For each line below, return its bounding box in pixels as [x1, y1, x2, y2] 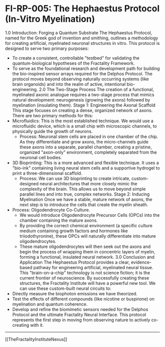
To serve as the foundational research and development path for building [12, 65, 160, 71]
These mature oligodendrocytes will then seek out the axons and [19, 243, 151, 249]
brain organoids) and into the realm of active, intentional [12, 81, 126, 87]
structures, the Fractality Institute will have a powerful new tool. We [19, 280, 156, 286]
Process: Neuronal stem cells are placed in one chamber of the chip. [19, 134, 159, 139]
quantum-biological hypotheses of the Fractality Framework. [12, 60, 135, 66]
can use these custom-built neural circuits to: [19, 285, 111, 291]
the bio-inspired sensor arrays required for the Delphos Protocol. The [12, 70, 153, 76]
